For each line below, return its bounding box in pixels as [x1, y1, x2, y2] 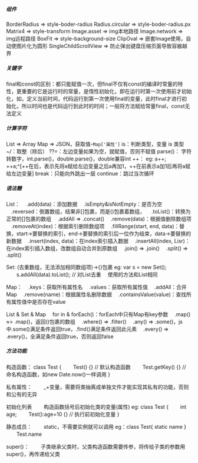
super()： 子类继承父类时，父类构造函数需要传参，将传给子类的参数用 [6, 443, 186, 450]
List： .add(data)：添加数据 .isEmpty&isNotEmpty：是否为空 [6, 201, 163, 208]
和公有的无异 [6, 390, 37, 398]
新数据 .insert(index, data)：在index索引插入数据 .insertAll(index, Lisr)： [6, 237, 190, 244]
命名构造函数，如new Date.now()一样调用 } [6, 370, 111, 377]
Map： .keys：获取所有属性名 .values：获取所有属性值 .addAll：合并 [6, 283, 187, 290]
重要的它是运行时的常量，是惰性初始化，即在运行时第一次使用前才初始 [21, 87, 192, 94]
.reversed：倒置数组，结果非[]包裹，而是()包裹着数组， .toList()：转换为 [11, 208, 191, 215]
